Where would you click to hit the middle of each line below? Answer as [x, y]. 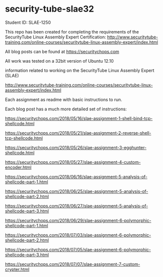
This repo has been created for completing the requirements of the [72, 32]
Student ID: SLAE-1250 [28, 22]
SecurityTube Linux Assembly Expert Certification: [55, 37]
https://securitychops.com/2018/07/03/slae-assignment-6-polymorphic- [78, 235]
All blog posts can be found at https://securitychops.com [62, 52]
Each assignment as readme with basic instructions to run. [64, 99]
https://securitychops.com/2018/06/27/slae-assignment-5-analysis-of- [77, 206]
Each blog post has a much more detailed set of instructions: [66, 109]
